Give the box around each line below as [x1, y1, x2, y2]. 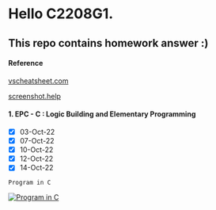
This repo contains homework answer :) [8, 36, 209, 50]
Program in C [8, 179, 51, 187]
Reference [8, 59, 44, 68]
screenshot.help [8, 91, 62, 101]
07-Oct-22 [19, 136, 55, 146]
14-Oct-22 [19, 163, 54, 173]
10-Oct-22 [19, 145, 54, 155]
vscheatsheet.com [8, 76, 69, 86]
